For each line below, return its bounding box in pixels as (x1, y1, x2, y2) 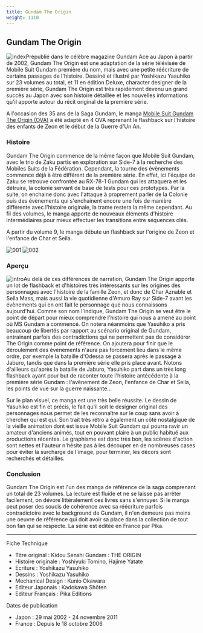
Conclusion (6, 470, 41, 478)
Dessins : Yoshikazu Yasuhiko (14, 571, 89, 578)
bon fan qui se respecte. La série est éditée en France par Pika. (6, 523, 164, 530)
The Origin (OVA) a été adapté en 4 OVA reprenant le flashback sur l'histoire (6, 117, 196, 124)
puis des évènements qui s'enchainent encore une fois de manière (6, 197, 172, 204)
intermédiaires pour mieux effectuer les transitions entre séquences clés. (6, 216, 188, 223)
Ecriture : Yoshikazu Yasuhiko (14, 564, 89, 572)
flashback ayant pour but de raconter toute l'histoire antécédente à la (6, 371, 179, 379)
